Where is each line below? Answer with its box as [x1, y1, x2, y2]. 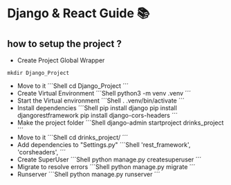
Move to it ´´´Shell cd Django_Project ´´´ [17, 82, 129, 90]
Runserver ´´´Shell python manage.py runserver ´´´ [17, 170, 160, 178]
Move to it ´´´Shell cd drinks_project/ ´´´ [17, 133, 129, 141]
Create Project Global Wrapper [17, 56, 105, 64]
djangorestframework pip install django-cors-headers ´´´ [17, 112, 178, 119]
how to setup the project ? [7, 37, 122, 49]
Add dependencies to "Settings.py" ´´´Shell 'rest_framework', [17, 141, 191, 149]
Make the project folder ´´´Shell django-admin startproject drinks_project [17, 118, 224, 127]
